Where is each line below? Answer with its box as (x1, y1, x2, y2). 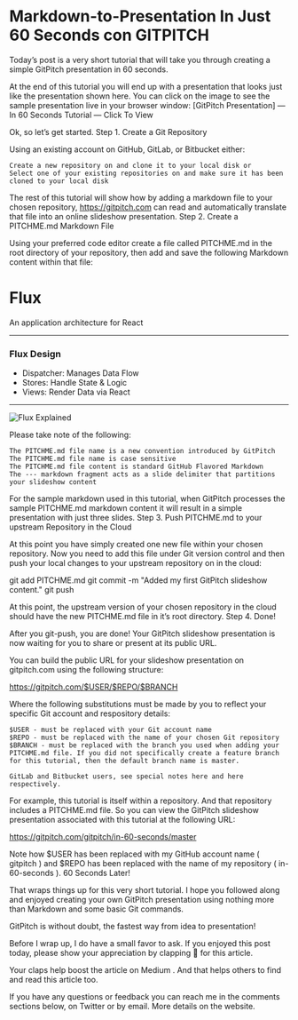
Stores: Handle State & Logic (21, 378, 128, 388)
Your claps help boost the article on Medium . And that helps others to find (9, 965, 282, 976)
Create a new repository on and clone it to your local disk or (9, 161, 252, 170)
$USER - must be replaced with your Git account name (9, 726, 213, 735)
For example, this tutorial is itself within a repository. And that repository (9, 795, 272, 806)
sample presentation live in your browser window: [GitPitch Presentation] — (9, 100, 286, 110)
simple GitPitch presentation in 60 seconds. (9, 64, 169, 75)
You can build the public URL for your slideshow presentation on (9, 655, 245, 665)
